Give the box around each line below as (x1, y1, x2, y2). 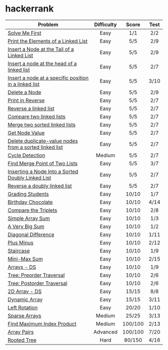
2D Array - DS (7, 288, 42, 295)
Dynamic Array (7, 296, 43, 303)
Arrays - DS (7, 263, 36, 270)
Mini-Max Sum (7, 255, 43, 262)
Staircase (7, 247, 30, 254)
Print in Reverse (7, 97, 45, 104)
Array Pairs (7, 328, 34, 335)
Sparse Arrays (7, 312, 41, 319)
